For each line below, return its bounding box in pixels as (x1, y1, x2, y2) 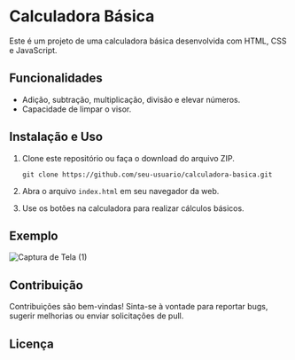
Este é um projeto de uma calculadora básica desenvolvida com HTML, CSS (9, 35, 287, 46)
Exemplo (9, 228, 58, 243)
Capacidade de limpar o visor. (21, 104, 132, 114)
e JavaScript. (9, 44, 58, 55)
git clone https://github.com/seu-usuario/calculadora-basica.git (21, 170, 273, 179)
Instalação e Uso (9, 129, 104, 145)
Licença (9, 336, 55, 351)
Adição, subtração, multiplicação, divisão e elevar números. (21, 94, 241, 105)
